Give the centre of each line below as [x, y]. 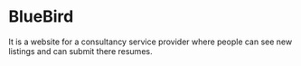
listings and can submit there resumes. [80, 51]
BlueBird [41, 17]
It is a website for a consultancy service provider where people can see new [150, 42]
